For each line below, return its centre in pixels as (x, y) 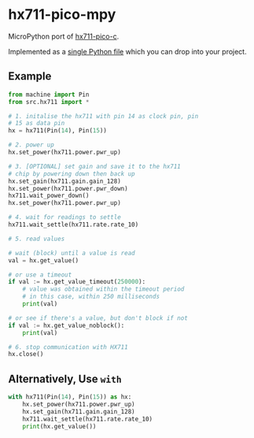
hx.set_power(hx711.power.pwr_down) (68, 188)
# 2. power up (31, 145)
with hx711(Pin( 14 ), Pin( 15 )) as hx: (70, 397)
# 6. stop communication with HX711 (68, 347)
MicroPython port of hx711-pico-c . (64, 36)
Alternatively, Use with (65, 379)
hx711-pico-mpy (62, 15)
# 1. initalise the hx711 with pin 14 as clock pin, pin (103, 116)
